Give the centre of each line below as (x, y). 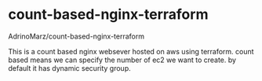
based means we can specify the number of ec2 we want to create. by (122, 60)
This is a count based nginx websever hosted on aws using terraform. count (131, 51)
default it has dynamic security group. (69, 68)
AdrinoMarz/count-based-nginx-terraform (76, 36)
